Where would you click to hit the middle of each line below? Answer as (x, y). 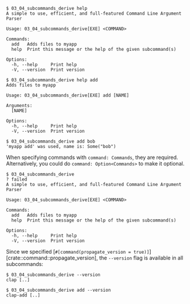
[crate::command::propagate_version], (52, 258)
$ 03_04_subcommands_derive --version (53, 275)
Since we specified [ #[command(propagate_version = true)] (78, 252)
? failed (17, 179)
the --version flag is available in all (141, 258)
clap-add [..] (23, 295)
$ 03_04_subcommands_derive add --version (58, 290)
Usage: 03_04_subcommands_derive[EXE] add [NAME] (68, 95)
